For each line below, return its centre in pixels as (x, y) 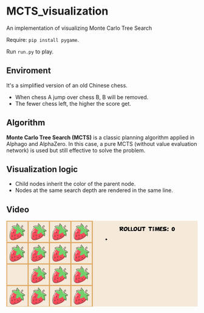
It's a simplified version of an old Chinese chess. (67, 85)
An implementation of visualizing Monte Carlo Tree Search (79, 28)
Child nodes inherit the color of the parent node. (75, 184)
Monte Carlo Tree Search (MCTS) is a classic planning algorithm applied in (100, 137)
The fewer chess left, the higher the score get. (73, 103)
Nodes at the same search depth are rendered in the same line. (94, 190)
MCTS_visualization (57, 11)
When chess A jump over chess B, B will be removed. (82, 97)
